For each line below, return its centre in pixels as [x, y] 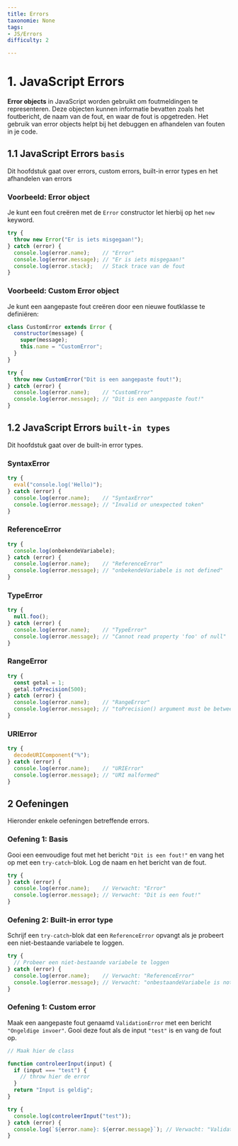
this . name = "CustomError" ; [61, 347]
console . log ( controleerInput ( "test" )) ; [73, 1116]
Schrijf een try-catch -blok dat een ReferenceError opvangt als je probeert [116, 936]
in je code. [23, 131]
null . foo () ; [32, 617]
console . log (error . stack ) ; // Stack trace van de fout [100, 266]
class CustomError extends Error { [60, 327]
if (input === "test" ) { [50, 1070]
